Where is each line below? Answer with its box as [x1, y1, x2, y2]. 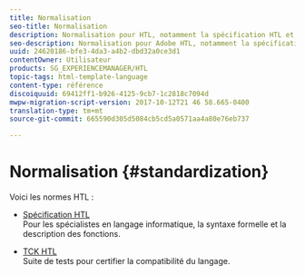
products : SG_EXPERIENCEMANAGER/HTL [9, 64, 148, 74]
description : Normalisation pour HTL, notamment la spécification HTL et [9, 30, 295, 39]
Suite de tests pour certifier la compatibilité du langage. [22, 256, 231, 267]
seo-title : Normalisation [9, 22, 107, 31]
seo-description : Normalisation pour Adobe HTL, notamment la [9, 38, 250, 48]
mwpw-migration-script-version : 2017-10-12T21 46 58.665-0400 [9, 97, 250, 107]
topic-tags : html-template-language [9, 73, 148, 82]
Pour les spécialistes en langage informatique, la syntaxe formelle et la [22, 219, 287, 230]
